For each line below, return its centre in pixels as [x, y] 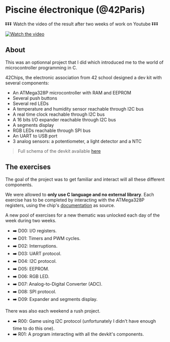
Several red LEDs [31, 104]
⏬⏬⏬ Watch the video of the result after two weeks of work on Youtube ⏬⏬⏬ [82, 24]
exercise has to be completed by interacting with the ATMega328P [75, 200]
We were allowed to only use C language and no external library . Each [80, 194]
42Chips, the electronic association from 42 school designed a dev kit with [84, 77]
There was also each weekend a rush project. [53, 311]
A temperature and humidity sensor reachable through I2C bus [78, 109]
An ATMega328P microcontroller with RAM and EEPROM [72, 92]
